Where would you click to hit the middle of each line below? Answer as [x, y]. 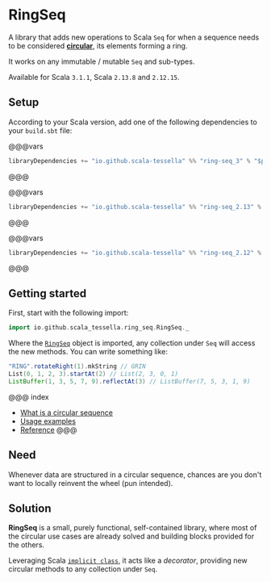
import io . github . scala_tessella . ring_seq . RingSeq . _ [99, 328]
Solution [30, 508]
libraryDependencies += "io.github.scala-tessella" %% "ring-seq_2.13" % [135, 207]
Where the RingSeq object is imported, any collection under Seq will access [132, 343]
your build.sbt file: [40, 130]
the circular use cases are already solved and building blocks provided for [131, 536]
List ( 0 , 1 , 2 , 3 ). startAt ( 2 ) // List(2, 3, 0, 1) [94, 374]
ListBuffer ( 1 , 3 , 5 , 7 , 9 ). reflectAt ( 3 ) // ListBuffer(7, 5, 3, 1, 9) [129, 381]
